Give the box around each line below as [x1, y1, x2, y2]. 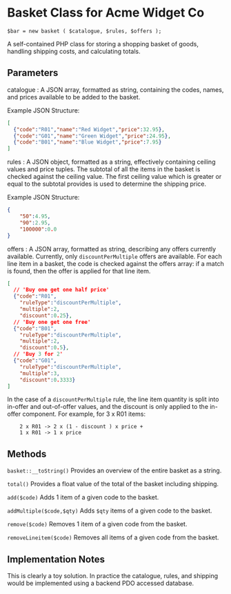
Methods [7, 448, 47, 460]
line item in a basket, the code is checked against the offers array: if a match [7, 259, 224, 267]
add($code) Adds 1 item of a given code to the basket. [7, 493, 159, 501]
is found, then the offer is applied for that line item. [7, 267, 151, 275]
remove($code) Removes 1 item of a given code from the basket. [7, 520, 188, 528]
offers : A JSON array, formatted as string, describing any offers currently [7, 245, 217, 253]
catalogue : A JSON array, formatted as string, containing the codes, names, [7, 85, 224, 94]
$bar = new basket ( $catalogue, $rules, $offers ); [7, 28, 162, 35]
